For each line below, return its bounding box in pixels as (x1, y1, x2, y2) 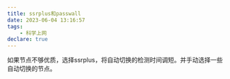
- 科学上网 (19, 29, 47, 37)
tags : (7, 23, 23, 30)
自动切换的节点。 (7, 64, 56, 73)
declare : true (7, 36, 49, 43)
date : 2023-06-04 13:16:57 (7, 17, 85, 24)
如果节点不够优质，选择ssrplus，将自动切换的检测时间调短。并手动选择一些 (7, 56, 223, 64)
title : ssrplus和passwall (7, 10, 81, 17)
